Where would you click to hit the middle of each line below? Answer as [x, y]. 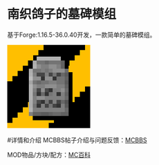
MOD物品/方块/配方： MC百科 [49, 155]
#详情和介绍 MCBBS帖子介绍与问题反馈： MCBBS [77, 140]
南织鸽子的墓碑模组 [62, 14]
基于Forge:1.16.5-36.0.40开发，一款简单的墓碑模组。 [82, 35]
